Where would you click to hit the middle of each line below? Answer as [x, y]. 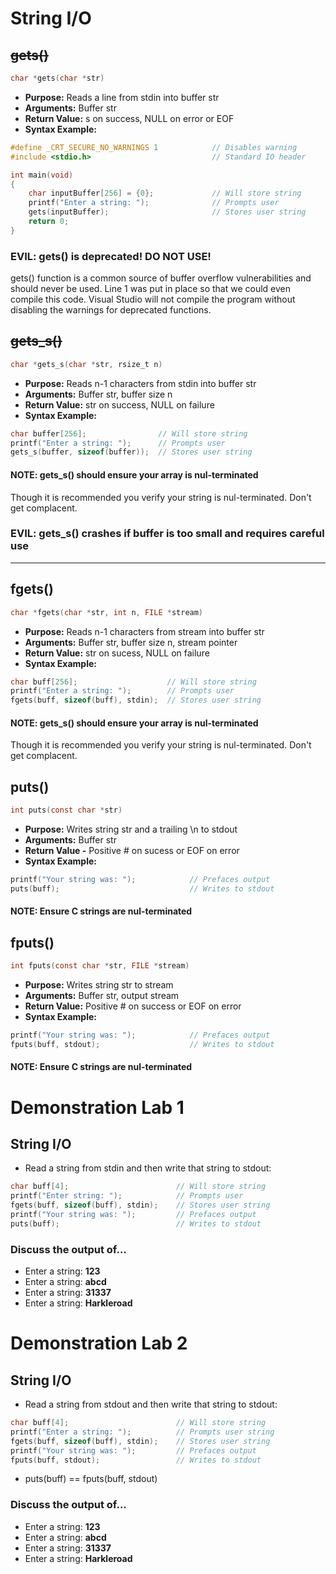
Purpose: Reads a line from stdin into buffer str [122, 97]
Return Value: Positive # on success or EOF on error [133, 1006]
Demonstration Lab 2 [99, 1343]
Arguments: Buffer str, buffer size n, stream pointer [131, 642]
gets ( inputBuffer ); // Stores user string [167, 212]
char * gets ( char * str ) [57, 78]
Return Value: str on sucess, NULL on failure [117, 653]
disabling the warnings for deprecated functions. [111, 310]
